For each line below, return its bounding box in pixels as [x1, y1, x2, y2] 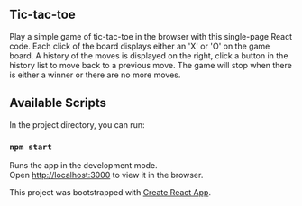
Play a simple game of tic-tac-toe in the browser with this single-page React [9, 31, 293, 41]
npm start [9, 141, 52, 152]
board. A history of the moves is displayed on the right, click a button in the [9, 49, 288, 61]
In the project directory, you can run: [9, 119, 145, 130]
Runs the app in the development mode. [9, 159, 158, 170]
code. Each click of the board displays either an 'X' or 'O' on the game [9, 40, 270, 51]
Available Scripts [9, 95, 106, 111]
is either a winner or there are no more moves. [9, 69, 181, 80]
